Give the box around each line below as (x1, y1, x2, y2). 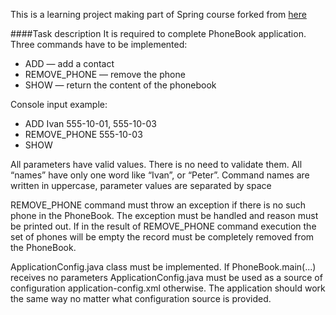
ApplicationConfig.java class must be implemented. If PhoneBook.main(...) (10, 261, 317, 273)
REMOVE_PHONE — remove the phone (24, 69, 186, 80)
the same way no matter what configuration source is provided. (10, 293, 272, 304)
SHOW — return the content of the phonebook (24, 79, 217, 91)
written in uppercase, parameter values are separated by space (10, 180, 272, 191)
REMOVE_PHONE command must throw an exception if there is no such (10, 199, 307, 211)
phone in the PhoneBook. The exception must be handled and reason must (10, 210, 319, 221)
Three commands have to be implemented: (10, 39, 188, 50)
